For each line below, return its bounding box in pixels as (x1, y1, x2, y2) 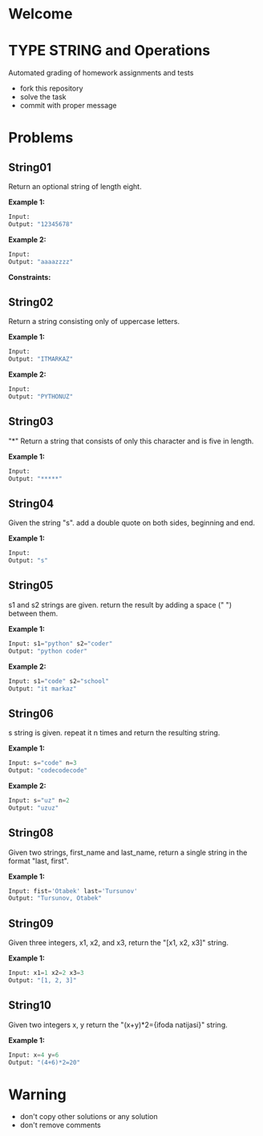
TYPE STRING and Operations (8, 42, 211, 60)
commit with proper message (19, 101, 118, 111)
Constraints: (8, 272, 51, 281)
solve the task (19, 92, 67, 102)
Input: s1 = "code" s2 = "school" (8, 677, 110, 685)
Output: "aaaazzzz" (8, 257, 74, 265)
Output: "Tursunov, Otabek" (8, 895, 103, 903)
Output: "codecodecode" (8, 766, 88, 774)
